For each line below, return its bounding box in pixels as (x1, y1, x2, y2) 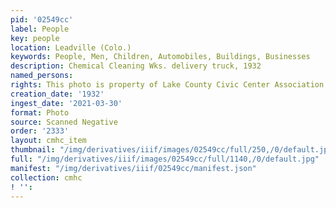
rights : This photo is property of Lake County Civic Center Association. (10, 80, 329, 90)
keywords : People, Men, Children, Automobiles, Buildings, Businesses (10, 52, 311, 62)
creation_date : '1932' (10, 89, 105, 99)
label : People (10, 24, 70, 34)
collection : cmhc (10, 172, 83, 183)
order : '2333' (10, 126, 70, 136)
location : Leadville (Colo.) (10, 42, 132, 53)
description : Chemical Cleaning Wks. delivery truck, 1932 (10, 61, 262, 71)
